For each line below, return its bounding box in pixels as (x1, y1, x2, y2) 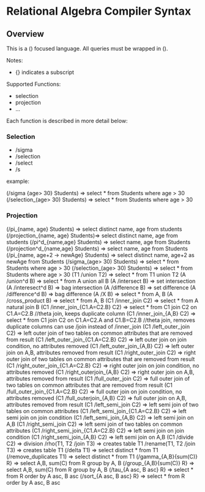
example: (6, 177, 29, 185)
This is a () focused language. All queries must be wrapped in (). (6, 45, 168, 52)
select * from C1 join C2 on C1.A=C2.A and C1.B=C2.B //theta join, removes (6, 316, 196, 324)
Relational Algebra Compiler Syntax (6, 4, 192, 18)
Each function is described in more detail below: (6, 117, 128, 124)
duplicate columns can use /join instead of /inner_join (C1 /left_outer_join (6, 322, 190, 330)
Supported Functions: (6, 81, 61, 88)
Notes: (6, 57, 23, 64)
